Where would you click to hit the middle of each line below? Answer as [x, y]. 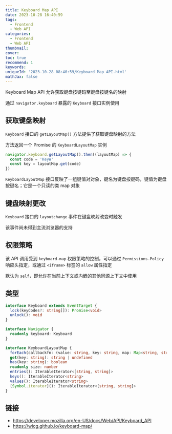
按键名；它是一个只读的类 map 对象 [43, 185]
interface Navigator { [29, 329]
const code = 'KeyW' [32, 159]
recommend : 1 [19, 63]
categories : [18, 34]
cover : [12, 53]
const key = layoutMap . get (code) [46, 164]
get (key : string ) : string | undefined [51, 357]
